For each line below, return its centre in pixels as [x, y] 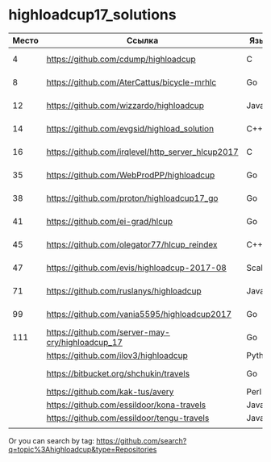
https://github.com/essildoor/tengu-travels [128, 418]
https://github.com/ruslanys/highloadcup [124, 290]
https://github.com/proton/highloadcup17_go [132, 198]
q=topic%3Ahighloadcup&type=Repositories [83, 449]
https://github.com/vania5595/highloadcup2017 [139, 314]
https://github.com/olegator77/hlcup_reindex [132, 244]
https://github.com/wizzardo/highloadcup [125, 105]
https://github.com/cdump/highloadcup [121, 59]
